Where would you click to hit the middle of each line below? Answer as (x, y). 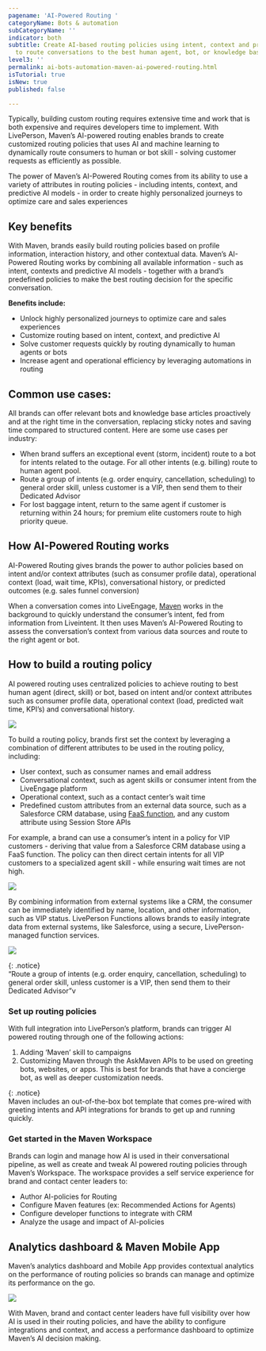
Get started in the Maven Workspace (80, 1138)
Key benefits (40, 226)
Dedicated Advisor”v (42, 990)
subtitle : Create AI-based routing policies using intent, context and (129, 45)
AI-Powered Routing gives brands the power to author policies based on (126, 565)
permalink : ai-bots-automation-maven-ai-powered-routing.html (113, 67)
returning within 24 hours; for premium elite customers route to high (131, 513)
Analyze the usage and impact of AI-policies (92, 1222)
